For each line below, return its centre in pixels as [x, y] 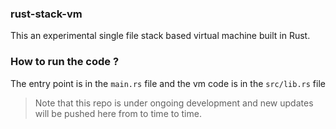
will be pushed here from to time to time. [118, 113]
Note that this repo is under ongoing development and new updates [174, 103]
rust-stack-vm [46, 14]
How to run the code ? [65, 62]
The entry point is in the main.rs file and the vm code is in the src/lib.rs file [168, 83]
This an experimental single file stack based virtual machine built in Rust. [160, 36]
